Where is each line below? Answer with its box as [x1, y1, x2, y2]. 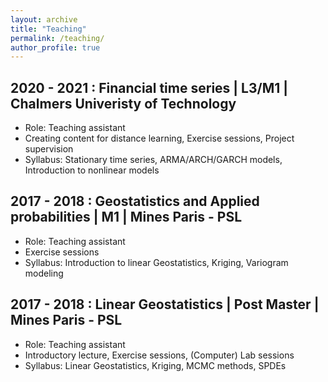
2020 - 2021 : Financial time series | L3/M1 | [10, 79, 289, 96]
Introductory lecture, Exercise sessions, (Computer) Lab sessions [24, 349, 295, 361]
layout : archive [10, 14, 78, 25]
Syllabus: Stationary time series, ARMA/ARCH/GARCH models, [24, 154, 283, 166]
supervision [24, 143, 74, 155]
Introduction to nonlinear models [24, 164, 160, 176]
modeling [24, 267, 64, 279]
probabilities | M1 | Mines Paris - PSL [10, 209, 243, 226]
